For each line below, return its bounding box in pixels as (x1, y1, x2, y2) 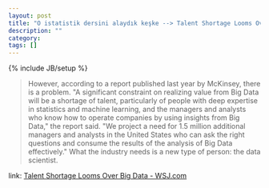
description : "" (8, 26, 62, 34)
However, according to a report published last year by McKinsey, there (27, 79, 261, 89)
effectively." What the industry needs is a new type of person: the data (27, 147, 261, 157)
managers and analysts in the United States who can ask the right (27, 130, 246, 140)
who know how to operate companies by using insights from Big (27, 113, 240, 122)
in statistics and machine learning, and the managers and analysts (27, 105, 247, 114)
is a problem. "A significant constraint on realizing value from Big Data (27, 87, 259, 97)
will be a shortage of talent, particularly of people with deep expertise (27, 96, 259, 106)
